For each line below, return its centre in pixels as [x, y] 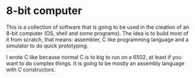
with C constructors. [31, 69]
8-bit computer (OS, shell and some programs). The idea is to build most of [97, 33]
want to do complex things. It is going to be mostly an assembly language [95, 63]
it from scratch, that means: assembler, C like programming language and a [97, 39]
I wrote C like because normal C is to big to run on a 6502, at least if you [94, 57]
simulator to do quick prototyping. [47, 46]
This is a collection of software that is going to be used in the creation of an [98, 27]
